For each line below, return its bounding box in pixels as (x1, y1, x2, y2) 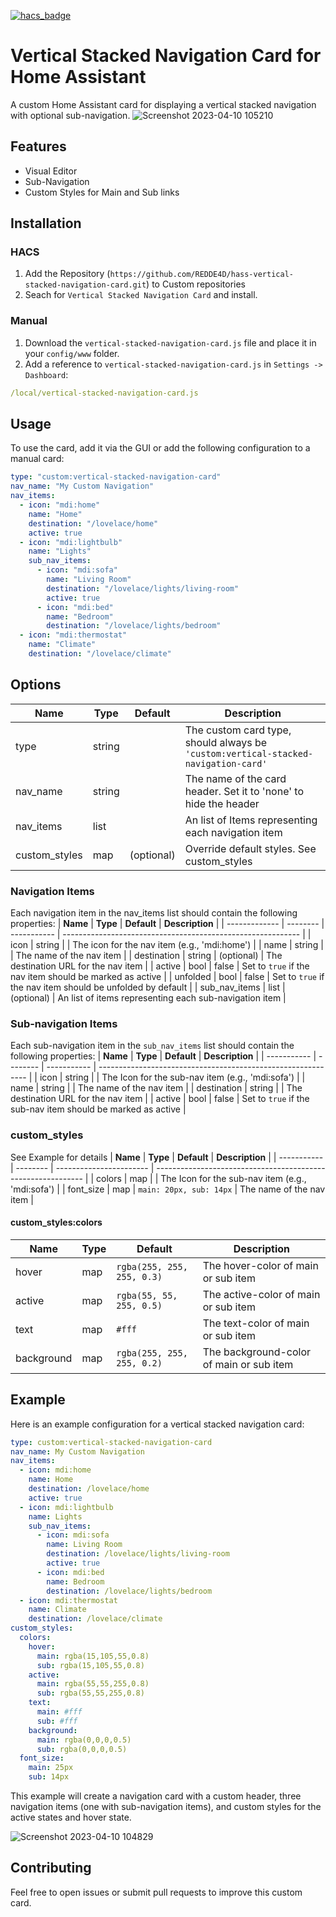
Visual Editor (24, 165, 78, 177)
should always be (184, 735, 268, 749)
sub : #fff (36, 1716, 78, 1726)
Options (10, 676, 62, 694)
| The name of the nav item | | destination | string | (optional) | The (10, 950, 283, 962)
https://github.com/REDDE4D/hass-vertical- (109, 270, 294, 280)
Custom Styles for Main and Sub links (24, 186, 180, 198)
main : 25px (28, 1763, 74, 1773)
